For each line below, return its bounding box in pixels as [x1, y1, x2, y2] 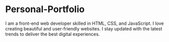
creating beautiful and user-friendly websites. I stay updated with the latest [5, 25, 162, 31]
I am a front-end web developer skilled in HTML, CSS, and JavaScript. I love [5, 20, 164, 26]
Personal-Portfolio [5, 4, 85, 15]
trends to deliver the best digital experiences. [5, 31, 100, 37]
